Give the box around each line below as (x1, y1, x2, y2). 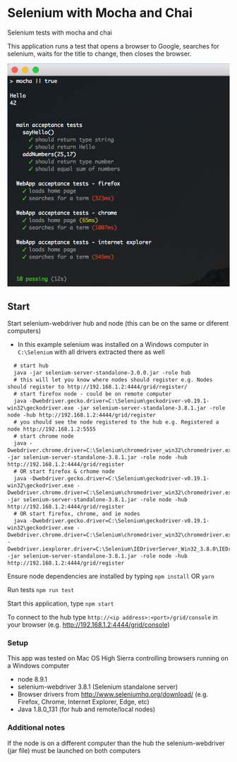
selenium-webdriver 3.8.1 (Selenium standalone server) (17, 682, 178, 692)
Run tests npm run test (7, 586, 75, 594)
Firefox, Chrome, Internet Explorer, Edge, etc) (17, 698, 150, 706)
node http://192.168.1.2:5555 (7, 426, 97, 433)
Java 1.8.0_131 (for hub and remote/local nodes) (17, 705, 156, 713)
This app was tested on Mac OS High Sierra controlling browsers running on (7, 654, 229, 663)
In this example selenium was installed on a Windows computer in (17, 340, 209, 349)
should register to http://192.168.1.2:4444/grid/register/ (7, 383, 188, 391)
